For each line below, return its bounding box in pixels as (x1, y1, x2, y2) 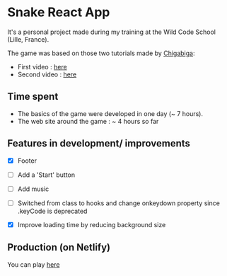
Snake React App (7, 4, 110, 21)
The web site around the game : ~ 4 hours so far (17, 117, 159, 125)
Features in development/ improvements (7, 137, 191, 149)
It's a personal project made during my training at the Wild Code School (7, 28, 216, 36)
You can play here (7, 260, 60, 269)
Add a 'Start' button (17, 171, 76, 179)
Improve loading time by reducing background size (17, 220, 166, 229)
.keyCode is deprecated (17, 207, 88, 215)
